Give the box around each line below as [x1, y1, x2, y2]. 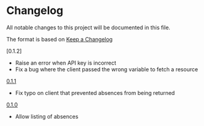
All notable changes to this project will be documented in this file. [6, 24, 171, 31]
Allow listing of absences [15, 113, 79, 120]
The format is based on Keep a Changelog [6, 35, 113, 43]
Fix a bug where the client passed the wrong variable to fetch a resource [15, 65, 199, 73]
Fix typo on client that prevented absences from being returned [15, 89, 175, 96]
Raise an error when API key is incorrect [15, 59, 117, 66]
